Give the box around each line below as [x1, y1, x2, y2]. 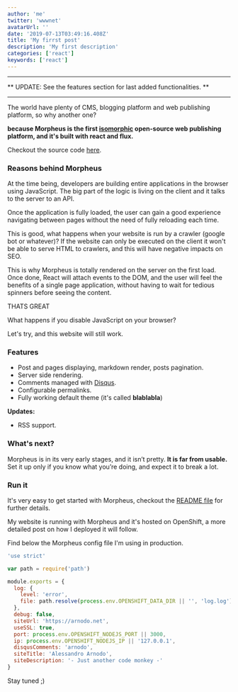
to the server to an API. [7, 194, 74, 203]
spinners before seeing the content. [7, 289, 112, 297]
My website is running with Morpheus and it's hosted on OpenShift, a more [7, 517, 226, 525]
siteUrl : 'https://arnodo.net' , [13, 618, 110, 625]
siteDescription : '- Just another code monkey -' [13, 657, 163, 664]
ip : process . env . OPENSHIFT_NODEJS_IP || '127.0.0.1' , [13, 637, 176, 644]
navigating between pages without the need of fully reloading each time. [7, 216, 220, 224]
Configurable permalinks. [17, 386, 92, 394]
